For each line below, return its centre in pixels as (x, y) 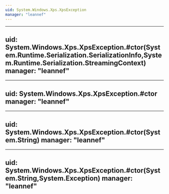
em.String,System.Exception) (53, 178)
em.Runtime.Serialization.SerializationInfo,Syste (84, 55)
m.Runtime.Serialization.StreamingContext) (76, 63)
